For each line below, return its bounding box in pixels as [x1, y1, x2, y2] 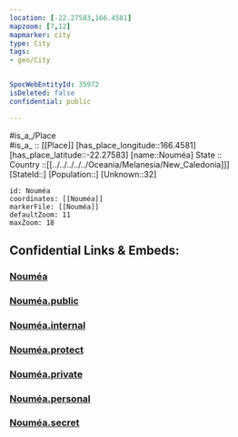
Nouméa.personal [9, 392, 91, 405]
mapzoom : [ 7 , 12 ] [9, 22, 71, 31]
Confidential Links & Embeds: [9, 243, 180, 259]
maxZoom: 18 [9, 218, 55, 228]
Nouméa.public [9, 294, 79, 307]
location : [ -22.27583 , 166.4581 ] [9, 13, 132, 23]
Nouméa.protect [9, 343, 84, 356]
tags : [9, 47, 30, 56]
